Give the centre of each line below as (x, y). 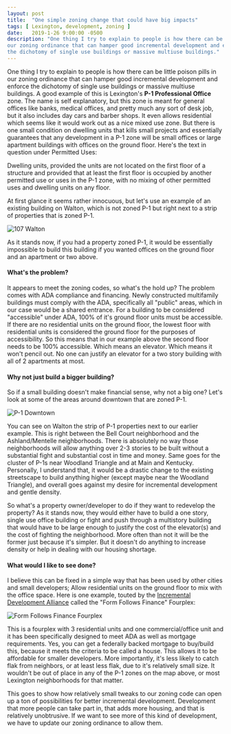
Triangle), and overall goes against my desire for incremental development (112, 485)
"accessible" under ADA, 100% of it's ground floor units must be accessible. (115, 317)
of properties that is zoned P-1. (51, 215)
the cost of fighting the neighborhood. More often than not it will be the (108, 535)
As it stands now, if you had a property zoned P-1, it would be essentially (110, 242)
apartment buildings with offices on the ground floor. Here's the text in (107, 145)
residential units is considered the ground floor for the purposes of (101, 332)
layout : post (26, 13)
